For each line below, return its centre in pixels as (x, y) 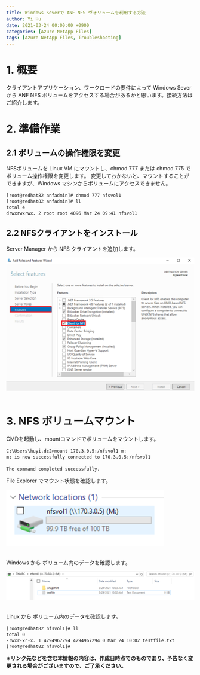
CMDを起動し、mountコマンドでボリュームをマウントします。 (83, 439)
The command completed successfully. (53, 469)
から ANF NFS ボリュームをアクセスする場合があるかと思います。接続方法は (99, 95)
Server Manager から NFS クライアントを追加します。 (72, 249)
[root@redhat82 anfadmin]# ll (44, 201)
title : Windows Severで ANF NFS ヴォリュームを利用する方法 (76, 13)
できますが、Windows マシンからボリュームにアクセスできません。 (89, 184)
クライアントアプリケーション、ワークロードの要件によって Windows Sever (99, 88)
